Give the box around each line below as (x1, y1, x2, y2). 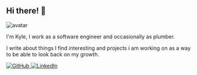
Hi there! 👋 (6, 6, 47, 16)
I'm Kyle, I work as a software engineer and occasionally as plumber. (6, 33, 175, 40)
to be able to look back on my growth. (6, 51, 100, 58)
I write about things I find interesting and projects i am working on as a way (6, 44, 191, 51)
